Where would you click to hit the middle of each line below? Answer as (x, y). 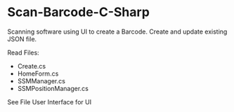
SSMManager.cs (41, 80)
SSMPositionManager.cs (53, 88)
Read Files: (24, 52)
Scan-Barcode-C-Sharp (78, 12)
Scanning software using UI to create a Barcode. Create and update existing (117, 31)
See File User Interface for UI (50, 101)
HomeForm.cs (38, 73)
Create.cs (32, 66)
